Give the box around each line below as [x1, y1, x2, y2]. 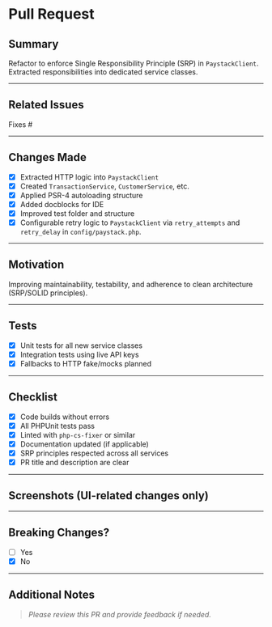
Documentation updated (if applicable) [19, 438, 150, 449]
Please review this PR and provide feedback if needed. [28, 609, 212, 619]
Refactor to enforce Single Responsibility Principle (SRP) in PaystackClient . [8, 58, 259, 68]
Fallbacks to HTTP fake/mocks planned [19, 358, 152, 368]
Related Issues [8, 98, 84, 112]
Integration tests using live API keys [19, 350, 139, 359]
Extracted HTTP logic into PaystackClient [19, 172, 159, 182]
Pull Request [8, 5, 95, 23]
